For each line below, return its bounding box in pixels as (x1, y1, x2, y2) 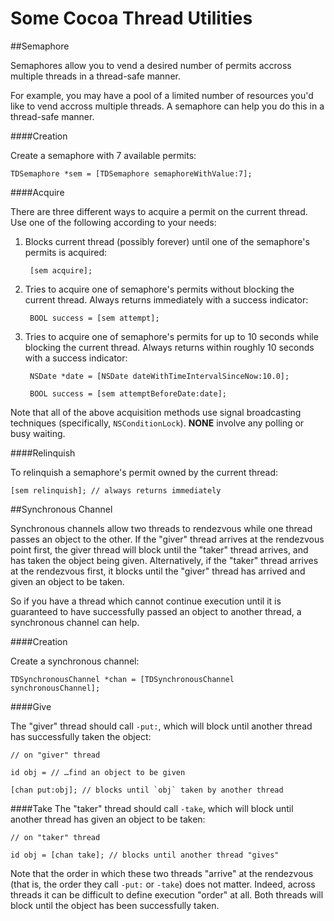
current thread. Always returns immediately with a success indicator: (24, 293, 309, 306)
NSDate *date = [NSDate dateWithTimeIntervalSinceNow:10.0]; (29, 371, 290, 381)
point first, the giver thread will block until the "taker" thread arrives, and (10, 543, 309, 556)
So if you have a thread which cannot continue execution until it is (10, 595, 282, 607)
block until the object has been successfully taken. (10, 899, 220, 911)
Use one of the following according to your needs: (10, 216, 217, 228)
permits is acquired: (24, 246, 108, 258)
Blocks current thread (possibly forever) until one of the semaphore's (24, 235, 310, 247)
